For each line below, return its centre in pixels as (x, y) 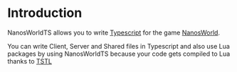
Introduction (45, 13)
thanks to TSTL (30, 61)
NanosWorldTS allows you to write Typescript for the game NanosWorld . (114, 32)
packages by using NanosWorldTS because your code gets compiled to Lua (119, 54)
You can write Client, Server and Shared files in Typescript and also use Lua (118, 46)
